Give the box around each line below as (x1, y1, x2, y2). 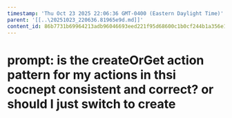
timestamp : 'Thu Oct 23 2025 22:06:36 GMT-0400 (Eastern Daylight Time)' (7, 10, 224, 17)
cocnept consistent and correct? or (7, 82, 214, 97)
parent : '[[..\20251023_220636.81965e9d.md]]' (7, 16, 144, 23)
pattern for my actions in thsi (7, 67, 176, 82)
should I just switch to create (7, 96, 176, 112)
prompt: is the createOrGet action (7, 52, 204, 68)
